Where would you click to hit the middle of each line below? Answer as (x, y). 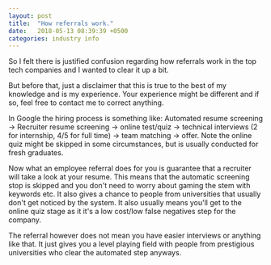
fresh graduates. (36, 153)
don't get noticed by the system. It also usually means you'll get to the (125, 203)
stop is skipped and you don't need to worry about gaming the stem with (129, 186)
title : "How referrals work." (61, 23)
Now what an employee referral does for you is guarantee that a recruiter (130, 168)
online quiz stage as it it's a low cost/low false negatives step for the (122, 212)
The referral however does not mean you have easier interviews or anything (135, 236)
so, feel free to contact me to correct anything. (86, 103)
